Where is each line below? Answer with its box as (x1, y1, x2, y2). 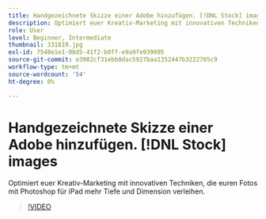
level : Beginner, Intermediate (8, 33, 112, 42)
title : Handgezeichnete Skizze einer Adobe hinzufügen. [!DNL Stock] (8, 11, 243, 20)
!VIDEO (27, 202, 51, 212)
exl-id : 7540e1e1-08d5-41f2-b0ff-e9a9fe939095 (8, 48, 165, 56)
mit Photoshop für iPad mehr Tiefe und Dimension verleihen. (8, 187, 206, 196)
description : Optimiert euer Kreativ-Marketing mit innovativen (8, 19, 225, 27)
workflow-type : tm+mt (8, 63, 80, 71)
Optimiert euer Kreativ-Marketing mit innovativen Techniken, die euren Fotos (8, 179, 258, 188)
